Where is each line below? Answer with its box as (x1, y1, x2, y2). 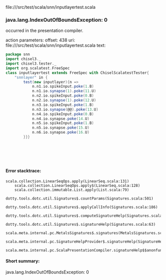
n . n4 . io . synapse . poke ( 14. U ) (32, 116, 90, 121)
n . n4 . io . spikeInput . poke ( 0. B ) (32, 111, 94, 116)
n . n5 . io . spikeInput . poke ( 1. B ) (32, 121, 94, 126)
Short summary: (5, 258, 40, 264)
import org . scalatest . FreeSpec (5, 66, 70, 70)
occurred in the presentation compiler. (5, 28, 83, 34)
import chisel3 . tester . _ (5, 61, 57, 66)
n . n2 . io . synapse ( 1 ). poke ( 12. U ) (32, 98, 97, 103)
